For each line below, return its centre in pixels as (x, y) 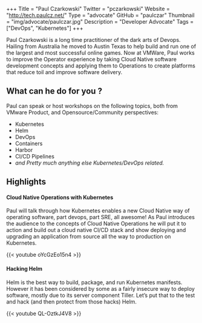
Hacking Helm (24, 269)
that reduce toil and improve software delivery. (64, 72)
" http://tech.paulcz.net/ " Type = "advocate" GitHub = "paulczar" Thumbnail (100, 15)
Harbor (24, 150)
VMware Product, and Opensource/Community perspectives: (83, 112)
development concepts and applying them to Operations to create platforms (101, 66)
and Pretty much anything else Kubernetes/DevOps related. (90, 163)
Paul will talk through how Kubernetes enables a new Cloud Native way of (98, 211)
